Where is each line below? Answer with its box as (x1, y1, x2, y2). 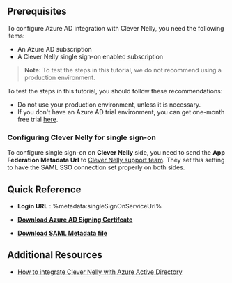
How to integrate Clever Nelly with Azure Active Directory (17, 268, 183, 276)
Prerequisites (7, 6, 67, 17)
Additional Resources (7, 249, 102, 261)
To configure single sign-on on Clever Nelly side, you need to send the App (7, 148, 225, 157)
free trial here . (17, 115, 59, 123)
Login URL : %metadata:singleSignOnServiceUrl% (17, 201, 162, 210)
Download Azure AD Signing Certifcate (17, 215, 133, 224)
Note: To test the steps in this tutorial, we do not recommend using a (24, 66, 222, 74)
